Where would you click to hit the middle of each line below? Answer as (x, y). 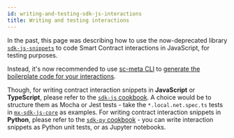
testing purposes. (32, 55)
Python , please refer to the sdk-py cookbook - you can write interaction (110, 119)
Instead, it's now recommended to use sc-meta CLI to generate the (104, 69)
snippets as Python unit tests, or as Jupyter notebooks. (87, 127)
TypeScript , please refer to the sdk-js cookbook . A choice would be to (109, 97)
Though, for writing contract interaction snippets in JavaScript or (101, 90)
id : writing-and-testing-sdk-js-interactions (74, 14)
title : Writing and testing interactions (68, 20)
